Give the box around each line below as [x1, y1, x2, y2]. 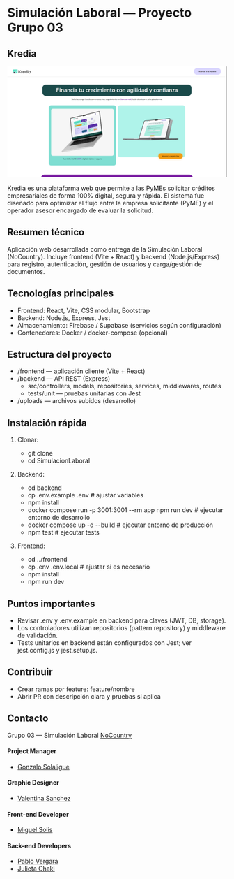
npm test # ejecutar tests [27, 528, 100, 537]
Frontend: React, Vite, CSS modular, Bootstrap [17, 306, 150, 314]
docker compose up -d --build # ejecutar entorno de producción [27, 521, 214, 529]
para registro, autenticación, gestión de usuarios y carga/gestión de [7, 260, 202, 268]
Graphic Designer [7, 778, 59, 787]
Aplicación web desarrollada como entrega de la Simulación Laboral [7, 245, 203, 253]
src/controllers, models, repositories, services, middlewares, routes [27, 382, 221, 391]
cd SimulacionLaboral [27, 456, 91, 465]
